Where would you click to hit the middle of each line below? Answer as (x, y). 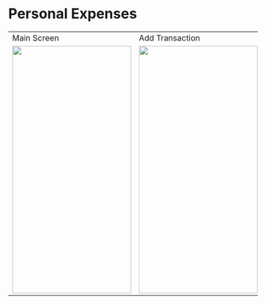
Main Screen (36, 38)
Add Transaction (169, 38)
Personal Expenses (72, 14)
